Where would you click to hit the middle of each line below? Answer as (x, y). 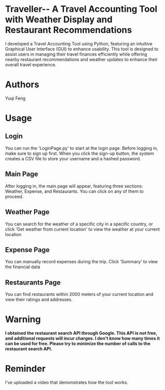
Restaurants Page (33, 282)
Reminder (25, 369)
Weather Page (27, 212)
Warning (23, 319)
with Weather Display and (59, 19)
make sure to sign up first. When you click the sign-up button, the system (80, 153)
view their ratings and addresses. (39, 300)
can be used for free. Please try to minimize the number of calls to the (78, 344)
